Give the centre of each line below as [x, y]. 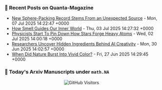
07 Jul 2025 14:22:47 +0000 [40, 23]
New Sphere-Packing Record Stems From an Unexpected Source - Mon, [84, 18]
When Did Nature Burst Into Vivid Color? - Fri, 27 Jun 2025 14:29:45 [80, 54]
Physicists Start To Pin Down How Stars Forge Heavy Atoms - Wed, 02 [82, 34]
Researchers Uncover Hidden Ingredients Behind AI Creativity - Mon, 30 [84, 44]
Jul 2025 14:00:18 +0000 [37, 39]
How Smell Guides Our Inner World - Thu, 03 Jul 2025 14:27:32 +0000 [83, 29]
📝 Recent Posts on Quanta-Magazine [49, 8]
